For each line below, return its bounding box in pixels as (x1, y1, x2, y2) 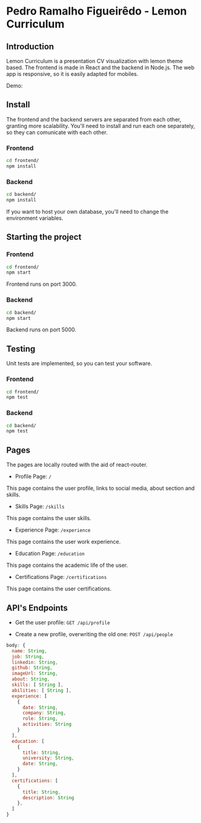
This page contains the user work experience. (6, 538, 121, 546)
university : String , (22, 755, 74, 761)
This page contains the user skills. (6, 515, 92, 522)
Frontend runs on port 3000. (6, 280, 77, 288)
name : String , (12, 648, 47, 654)
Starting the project (6, 232, 82, 242)
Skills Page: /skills (15, 503, 65, 510)
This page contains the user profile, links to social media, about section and (6, 484, 195, 492)
